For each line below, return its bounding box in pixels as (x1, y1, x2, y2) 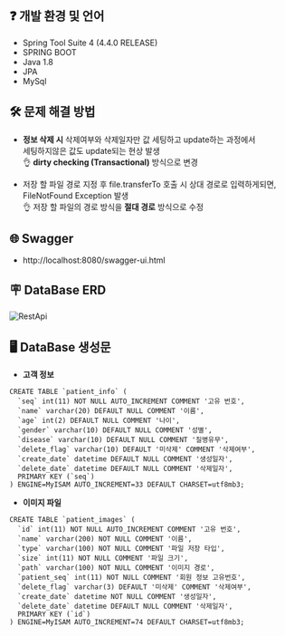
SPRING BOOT (22, 46, 77, 57)
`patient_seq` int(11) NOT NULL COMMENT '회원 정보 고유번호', (17, 573, 246, 583)
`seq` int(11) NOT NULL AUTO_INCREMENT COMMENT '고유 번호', (17, 397, 246, 406)
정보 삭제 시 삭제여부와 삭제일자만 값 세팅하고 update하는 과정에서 (22, 134, 256, 145)
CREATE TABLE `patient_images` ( (9, 516, 136, 525)
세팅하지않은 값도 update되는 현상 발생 (22, 145, 160, 156)
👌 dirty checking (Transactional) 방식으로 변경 (22, 157, 199, 168)
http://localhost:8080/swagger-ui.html (22, 255, 166, 265)
